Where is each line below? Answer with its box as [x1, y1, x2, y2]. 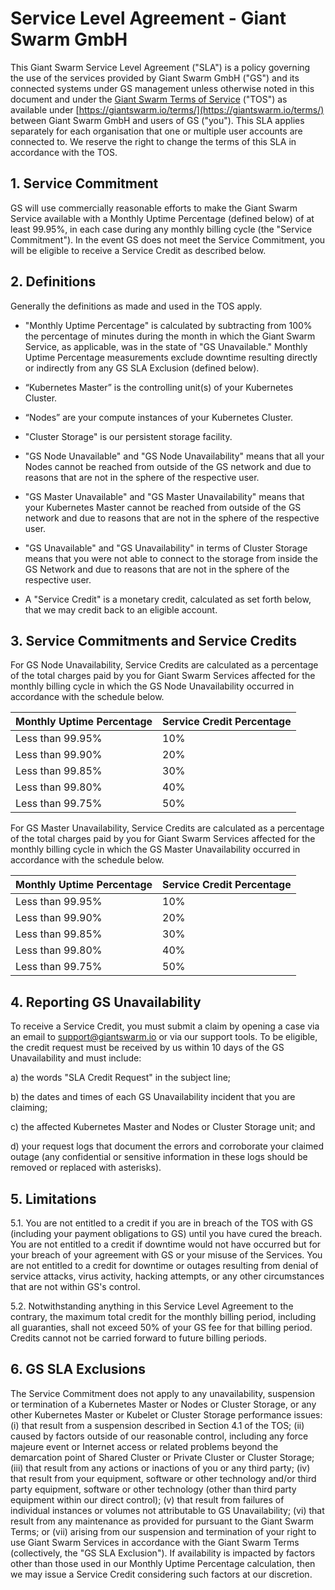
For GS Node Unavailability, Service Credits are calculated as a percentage [10, 659, 319, 671]
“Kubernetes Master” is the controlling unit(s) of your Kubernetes [24, 381, 294, 393]
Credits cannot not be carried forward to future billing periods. [10, 1332, 267, 1344]
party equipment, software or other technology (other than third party [10, 1483, 297, 1495]
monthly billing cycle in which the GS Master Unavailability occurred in [10, 843, 301, 856]
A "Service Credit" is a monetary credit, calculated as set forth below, [24, 593, 312, 605]
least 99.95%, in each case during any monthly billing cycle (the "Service [10, 223, 313, 235]
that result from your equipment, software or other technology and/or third [10, 1472, 317, 1484]
